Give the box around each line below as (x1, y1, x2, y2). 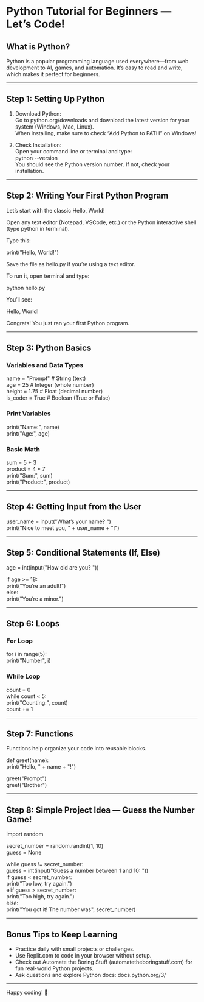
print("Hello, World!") (6, 249, 59, 256)
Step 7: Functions (6, 729, 74, 739)
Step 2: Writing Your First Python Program (6, 191, 169, 201)
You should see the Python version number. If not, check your (15, 160, 170, 168)
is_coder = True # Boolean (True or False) (6, 394, 110, 401)
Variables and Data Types (6, 361, 84, 369)
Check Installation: (15, 141, 62, 149)
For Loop (6, 637, 33, 645)
